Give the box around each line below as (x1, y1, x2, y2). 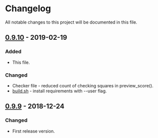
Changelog (5, 3, 51, 14)
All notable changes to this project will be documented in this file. (5, 19, 138, 25)
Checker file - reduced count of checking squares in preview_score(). (12, 83, 154, 88)
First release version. (12, 128, 55, 134)
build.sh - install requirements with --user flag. (12, 88, 107, 94)
